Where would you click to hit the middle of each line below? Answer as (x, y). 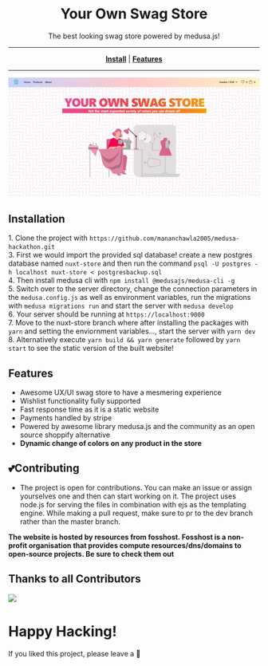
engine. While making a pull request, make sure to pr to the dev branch (136, 513)
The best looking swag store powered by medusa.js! (134, 36)
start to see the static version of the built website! (91, 349)
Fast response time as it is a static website (89, 409)
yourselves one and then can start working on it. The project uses (128, 496)
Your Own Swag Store (134, 14)
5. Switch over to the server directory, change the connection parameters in (133, 289)
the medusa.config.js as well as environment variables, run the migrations (130, 298)
